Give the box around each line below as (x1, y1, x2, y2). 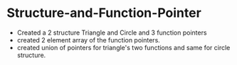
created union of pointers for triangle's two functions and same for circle (16, 43, 231, 52)
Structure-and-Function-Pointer (6, 5, 202, 21)
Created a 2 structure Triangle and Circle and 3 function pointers (16, 28, 207, 37)
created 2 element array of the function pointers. (16, 35, 161, 44)
